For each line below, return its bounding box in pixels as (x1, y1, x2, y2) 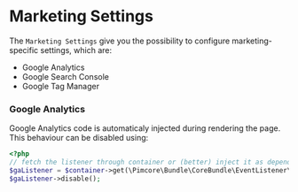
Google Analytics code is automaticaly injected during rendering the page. (9, 123, 281, 134)
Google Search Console (21, 71, 109, 81)
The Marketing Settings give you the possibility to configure (9, 35, 231, 46)
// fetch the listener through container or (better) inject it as (9, 157, 264, 167)
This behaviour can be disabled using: (9, 133, 149, 143)
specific (9, 44, 39, 55)
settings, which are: (40, 44, 113, 55)
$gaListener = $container (9, 165, 105, 174)
